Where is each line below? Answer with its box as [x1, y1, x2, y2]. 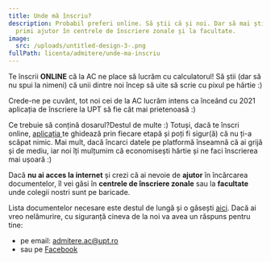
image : [8, 34, 31, 43]
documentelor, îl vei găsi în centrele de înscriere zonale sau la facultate [8, 179, 248, 188]
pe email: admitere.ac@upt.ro [19, 236, 119, 245]
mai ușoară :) [8, 154, 52, 164]
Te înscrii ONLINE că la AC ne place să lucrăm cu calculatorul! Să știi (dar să [8, 72, 261, 81]
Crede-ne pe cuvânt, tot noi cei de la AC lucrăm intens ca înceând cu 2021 [8, 96, 256, 105]
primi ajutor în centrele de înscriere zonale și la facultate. [15, 27, 236, 35]
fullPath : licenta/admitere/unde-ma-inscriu [8, 49, 161, 57]
